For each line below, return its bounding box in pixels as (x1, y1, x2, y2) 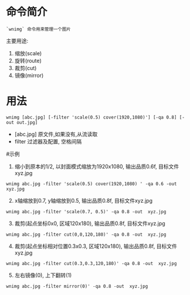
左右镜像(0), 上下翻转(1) (14, 271, 72, 279)
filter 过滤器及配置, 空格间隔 (14, 138, 82, 145)
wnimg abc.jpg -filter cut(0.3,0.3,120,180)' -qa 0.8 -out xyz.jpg (6, 260, 177, 266)
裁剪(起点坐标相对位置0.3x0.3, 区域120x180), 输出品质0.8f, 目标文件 (14, 242, 177, 250)
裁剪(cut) (14, 64, 37, 71)
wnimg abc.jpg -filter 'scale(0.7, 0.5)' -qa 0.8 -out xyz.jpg (6, 209, 167, 214)
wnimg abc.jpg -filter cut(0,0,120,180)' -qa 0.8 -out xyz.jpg (6, 232, 167, 237)
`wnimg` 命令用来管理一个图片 (6, 26, 72, 32)
